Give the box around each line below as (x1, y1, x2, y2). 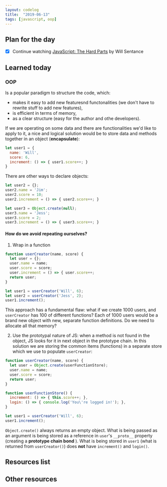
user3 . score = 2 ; (5, 215, 41, 220)
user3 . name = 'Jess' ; (5, 210, 50, 215)
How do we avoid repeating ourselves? (5, 230, 87, 236)
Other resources (5, 474, 57, 483)
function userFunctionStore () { (5, 390, 72, 396)
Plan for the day (5, 35, 55, 44)
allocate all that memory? (5, 323, 57, 329)
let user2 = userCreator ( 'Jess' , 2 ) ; (5, 293, 84, 298)
